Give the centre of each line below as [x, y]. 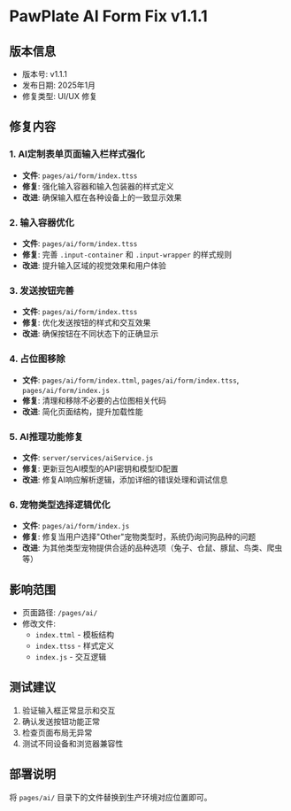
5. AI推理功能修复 [46, 436]
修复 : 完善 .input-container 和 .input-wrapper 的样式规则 [127, 254]
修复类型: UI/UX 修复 [59, 96]
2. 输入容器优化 [42, 222]
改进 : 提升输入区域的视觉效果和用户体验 [94, 265]
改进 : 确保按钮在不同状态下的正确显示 [90, 334]
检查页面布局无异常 [57, 732]
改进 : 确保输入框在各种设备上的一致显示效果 [102, 197]
